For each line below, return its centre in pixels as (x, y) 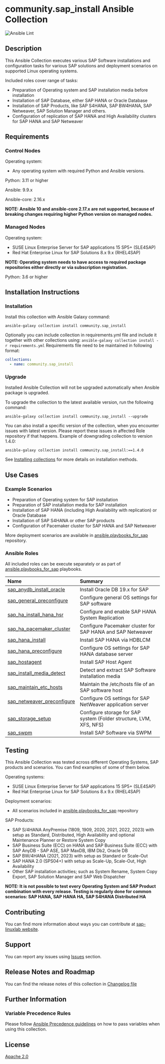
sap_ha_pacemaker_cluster (39, 629)
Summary (91, 581)
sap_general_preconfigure (38, 601)
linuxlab (13, 929)
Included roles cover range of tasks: (41, 80)
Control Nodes (23, 151)
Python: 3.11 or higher (27, 180)
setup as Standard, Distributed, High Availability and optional (73, 835)
